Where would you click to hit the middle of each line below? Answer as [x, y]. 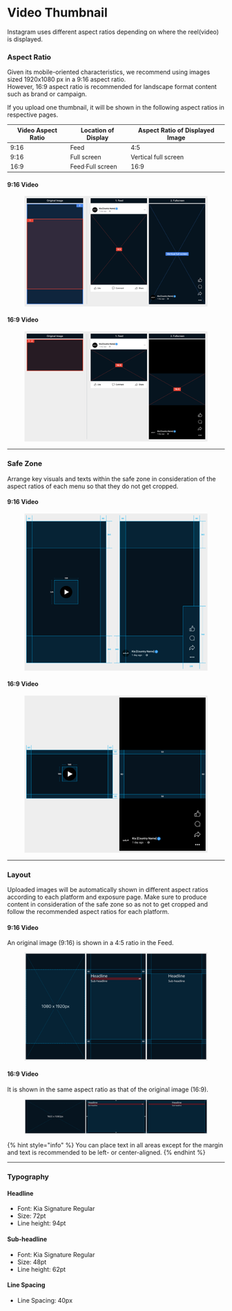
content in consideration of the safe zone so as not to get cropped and [108, 904]
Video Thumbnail [58, 13]
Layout [19, 875]
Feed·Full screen [94, 166]
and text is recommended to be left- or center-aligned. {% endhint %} [106, 1153]
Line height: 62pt [41, 1269]
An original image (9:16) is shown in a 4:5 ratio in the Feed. [90, 943]
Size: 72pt [31, 1216]
